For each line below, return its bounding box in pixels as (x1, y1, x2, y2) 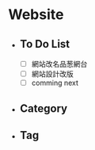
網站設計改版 (31, 69, 74, 79)
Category (19, 102, 68, 115)
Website (8, 6, 64, 24)
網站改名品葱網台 (31, 60, 88, 68)
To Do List (19, 37, 70, 51)
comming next (31, 78, 79, 88)
